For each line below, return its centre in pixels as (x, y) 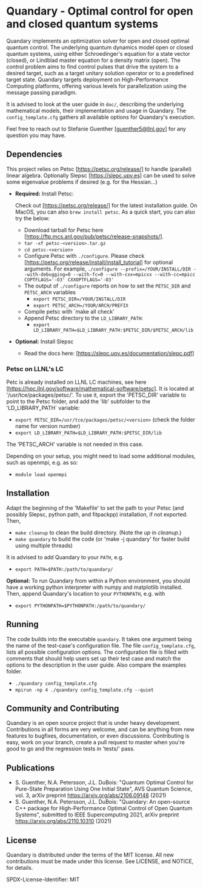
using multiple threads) (44, 545)
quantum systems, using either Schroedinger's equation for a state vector (98, 53)
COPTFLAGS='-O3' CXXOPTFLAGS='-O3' (69, 280)
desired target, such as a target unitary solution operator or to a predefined (100, 73)
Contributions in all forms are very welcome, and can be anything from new (101, 730)
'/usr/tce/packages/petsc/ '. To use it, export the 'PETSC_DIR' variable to (96, 395)
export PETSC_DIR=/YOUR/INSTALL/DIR (79, 299)
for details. (20, 868)
